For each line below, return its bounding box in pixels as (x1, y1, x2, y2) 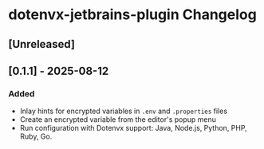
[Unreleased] (8, 37, 76, 51)
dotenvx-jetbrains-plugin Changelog (8, 6, 257, 24)
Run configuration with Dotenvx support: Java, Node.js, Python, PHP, (19, 124, 247, 133)
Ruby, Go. (19, 131, 53, 141)
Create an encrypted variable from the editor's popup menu (19, 115, 217, 124)
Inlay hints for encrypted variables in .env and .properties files (19, 106, 228, 116)
